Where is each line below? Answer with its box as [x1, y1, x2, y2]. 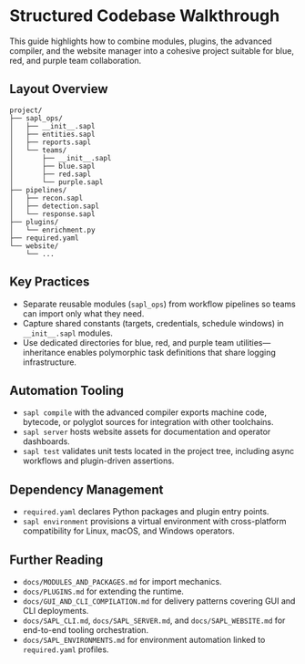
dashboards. [22, 436, 70, 447]
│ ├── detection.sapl [9, 202, 100, 211]
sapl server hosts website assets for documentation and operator [22, 426, 271, 438]
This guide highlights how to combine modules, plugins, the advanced [9, 36, 272, 47]
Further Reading [9, 552, 104, 567]
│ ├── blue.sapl [9, 161, 96, 171]
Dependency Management [9, 482, 164, 497]
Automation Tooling [9, 382, 125, 398]
